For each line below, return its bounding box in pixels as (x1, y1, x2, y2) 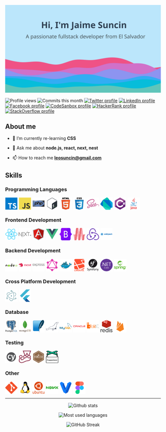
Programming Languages (5, 186, 68, 193)
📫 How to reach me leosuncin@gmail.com (12, 155, 102, 161)
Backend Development (5, 247, 61, 254)
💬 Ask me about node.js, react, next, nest (12, 145, 98, 151)
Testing (5, 339, 24, 346)
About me (5, 122, 36, 130)
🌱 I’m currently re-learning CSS (12, 135, 77, 141)
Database (5, 308, 29, 315)
